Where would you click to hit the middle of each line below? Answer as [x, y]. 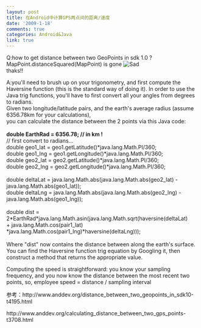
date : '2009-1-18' [30, 23]
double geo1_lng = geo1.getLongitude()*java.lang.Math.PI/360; [85, 154]
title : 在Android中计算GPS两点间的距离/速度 [58, 18]
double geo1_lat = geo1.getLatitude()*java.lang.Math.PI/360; [82, 147]
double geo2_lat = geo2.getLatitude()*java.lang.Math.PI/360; [83, 160]
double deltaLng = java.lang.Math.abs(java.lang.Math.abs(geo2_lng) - [94, 192]
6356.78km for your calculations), [49, 115]
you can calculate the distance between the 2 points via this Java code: [96, 121]
